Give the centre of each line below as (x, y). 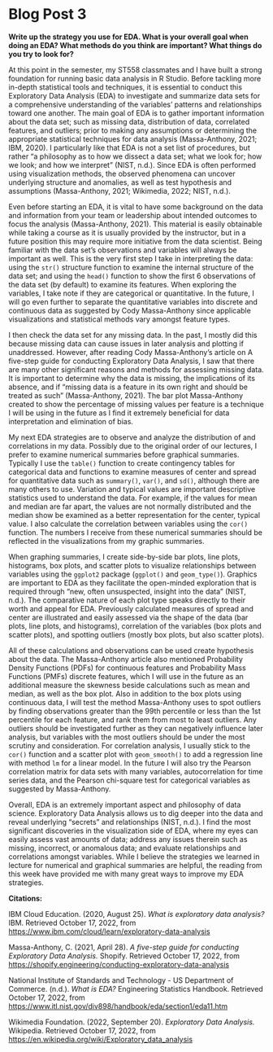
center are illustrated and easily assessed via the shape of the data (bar (128, 617)
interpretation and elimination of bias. (71, 421)
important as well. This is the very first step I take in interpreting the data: (131, 258)
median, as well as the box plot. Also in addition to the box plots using (125, 694)
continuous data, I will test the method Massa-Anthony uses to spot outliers (135, 702)
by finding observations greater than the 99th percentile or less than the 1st (135, 711)
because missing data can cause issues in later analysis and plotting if (126, 344)
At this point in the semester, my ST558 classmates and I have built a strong (135, 69)
